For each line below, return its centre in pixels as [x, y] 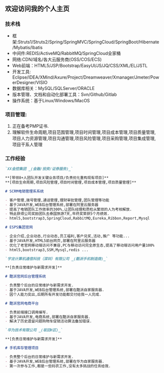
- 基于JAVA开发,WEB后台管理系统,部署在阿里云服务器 [52, 205]
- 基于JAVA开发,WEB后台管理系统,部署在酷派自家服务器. [55, 290]
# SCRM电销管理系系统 [24, 191]
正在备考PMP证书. [30, 126]
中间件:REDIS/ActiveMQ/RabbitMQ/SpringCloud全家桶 [66, 53]
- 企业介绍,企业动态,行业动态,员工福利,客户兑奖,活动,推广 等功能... [67, 236]
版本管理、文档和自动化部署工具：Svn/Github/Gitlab [64, 94]
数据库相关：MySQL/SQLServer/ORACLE [53, 88]
